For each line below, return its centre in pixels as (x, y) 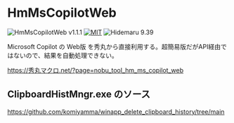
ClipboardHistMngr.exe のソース (79, 95)
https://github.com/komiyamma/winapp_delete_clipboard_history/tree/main (116, 111)
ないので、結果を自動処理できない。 (65, 55)
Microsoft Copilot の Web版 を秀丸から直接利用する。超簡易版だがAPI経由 (114, 46)
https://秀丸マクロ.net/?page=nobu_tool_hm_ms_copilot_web (96, 70)
